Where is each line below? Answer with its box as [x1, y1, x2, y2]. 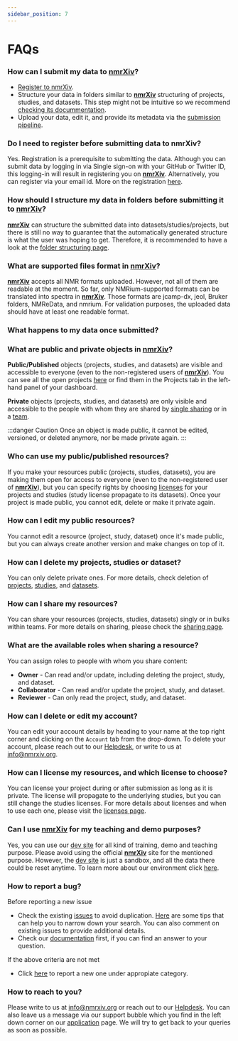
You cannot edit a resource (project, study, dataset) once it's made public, [7, 532, 225, 540]
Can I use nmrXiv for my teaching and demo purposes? [7, 824, 201, 834]
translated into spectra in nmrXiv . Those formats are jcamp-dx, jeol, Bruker [7, 292, 228, 300]
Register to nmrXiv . [17, 83, 74, 91]
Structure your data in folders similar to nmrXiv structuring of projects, [17, 91, 225, 99]
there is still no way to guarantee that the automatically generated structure [7, 227, 228, 236]
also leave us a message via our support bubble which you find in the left [7, 1010, 222, 1020]
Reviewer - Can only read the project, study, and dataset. [17, 693, 187, 702]
